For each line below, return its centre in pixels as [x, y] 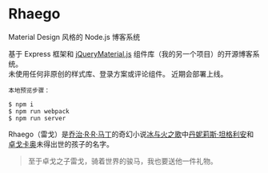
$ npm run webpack [39, 111]
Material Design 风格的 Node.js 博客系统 [74, 37]
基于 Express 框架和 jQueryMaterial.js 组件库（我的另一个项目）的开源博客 [131, 53]
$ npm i [21, 104]
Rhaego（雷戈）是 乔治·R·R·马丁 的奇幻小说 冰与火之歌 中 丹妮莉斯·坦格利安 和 [131, 134]
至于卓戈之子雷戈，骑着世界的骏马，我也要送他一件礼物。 [122, 161]
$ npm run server [37, 118]
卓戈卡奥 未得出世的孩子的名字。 [61, 144]
